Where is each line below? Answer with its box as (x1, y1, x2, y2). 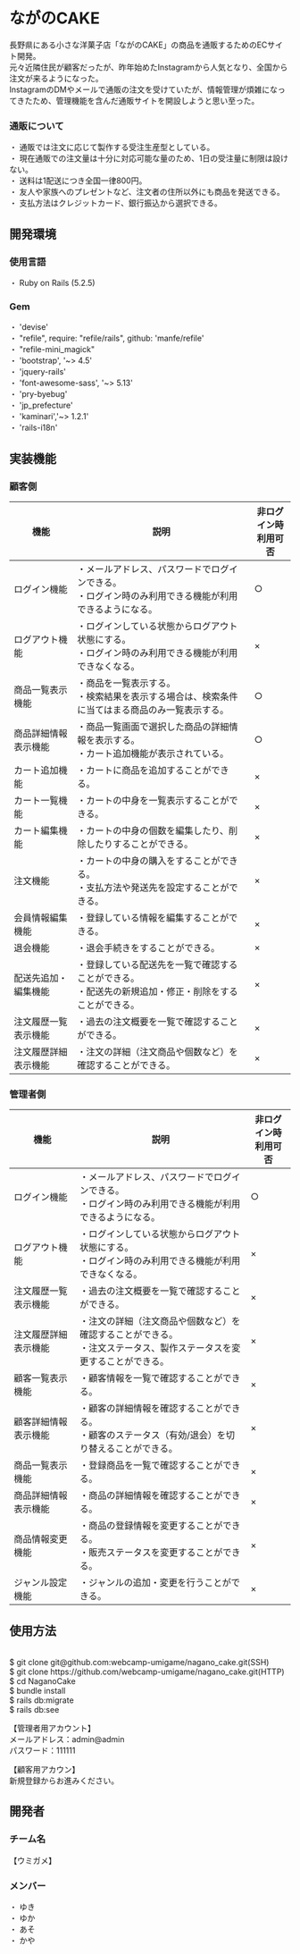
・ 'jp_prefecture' (9, 400, 73, 411)
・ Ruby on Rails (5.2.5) (9, 277, 96, 288)
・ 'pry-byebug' (9, 389, 68, 400)
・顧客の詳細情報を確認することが (79, 1402, 223, 1415)
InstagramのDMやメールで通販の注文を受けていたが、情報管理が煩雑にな (9, 84, 279, 95)
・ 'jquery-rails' (9, 366, 67, 377)
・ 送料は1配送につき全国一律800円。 (9, 175, 147, 186)
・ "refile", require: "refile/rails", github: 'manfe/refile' (9, 333, 204, 344)
